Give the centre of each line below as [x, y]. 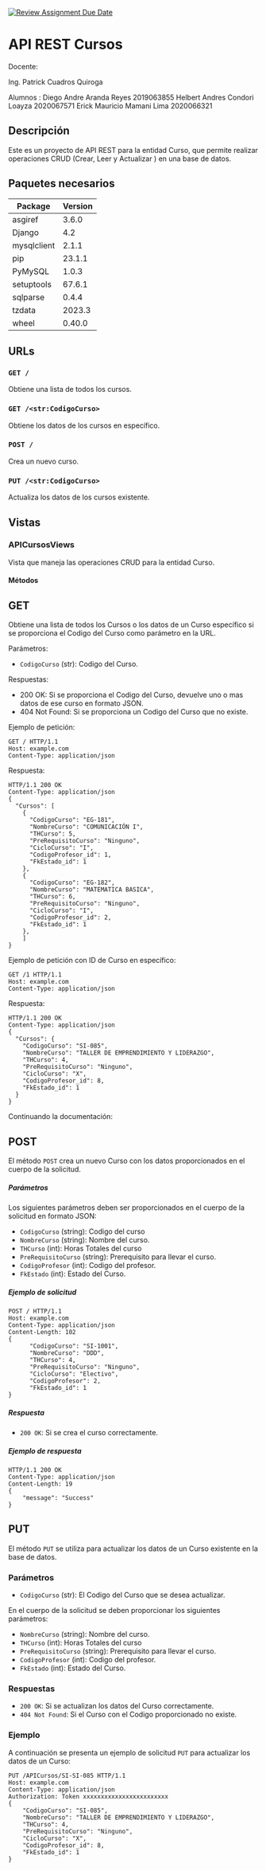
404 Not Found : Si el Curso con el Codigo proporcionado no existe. [128, 1714]
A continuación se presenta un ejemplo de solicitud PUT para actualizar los [129, 1752]
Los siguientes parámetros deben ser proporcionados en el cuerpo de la [126, 1208]
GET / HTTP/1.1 [33, 742]
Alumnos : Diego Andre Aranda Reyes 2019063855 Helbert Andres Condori [131, 97]
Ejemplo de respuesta [45, 1450]
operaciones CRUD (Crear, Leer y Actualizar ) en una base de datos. [120, 159]
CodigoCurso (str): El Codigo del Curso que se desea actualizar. [122, 1595]
